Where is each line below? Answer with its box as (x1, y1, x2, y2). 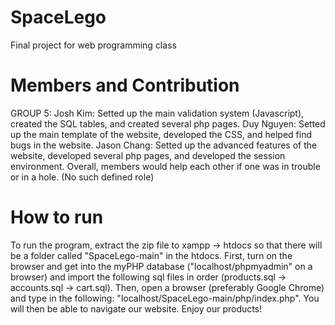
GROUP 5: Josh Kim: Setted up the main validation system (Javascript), (10, 107, 305, 119)
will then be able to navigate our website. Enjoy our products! (10, 302, 263, 315)
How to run (10, 206, 104, 229)
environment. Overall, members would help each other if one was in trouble (10, 160, 321, 172)
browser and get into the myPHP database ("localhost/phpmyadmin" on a (10, 260, 313, 272)
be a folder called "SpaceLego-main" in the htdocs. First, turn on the (10, 249, 293, 261)
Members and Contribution (10, 74, 240, 97)
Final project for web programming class (10, 39, 177, 51)
